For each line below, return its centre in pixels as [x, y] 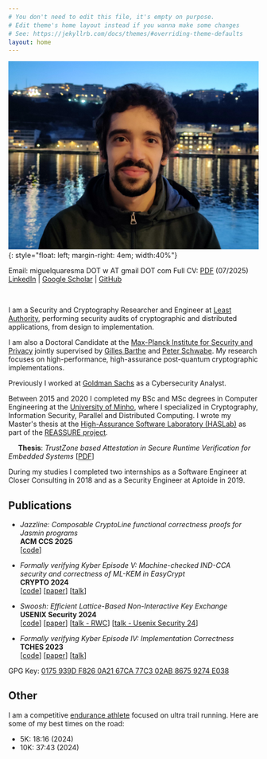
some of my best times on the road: [66, 723]
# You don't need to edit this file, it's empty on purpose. [112, 17]
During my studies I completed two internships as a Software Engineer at [128, 472]
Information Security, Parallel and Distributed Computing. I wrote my [120, 416]
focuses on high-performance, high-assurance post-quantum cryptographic [133, 359]
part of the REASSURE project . [58, 432]
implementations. [37, 368]
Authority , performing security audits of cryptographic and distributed [123, 319]
